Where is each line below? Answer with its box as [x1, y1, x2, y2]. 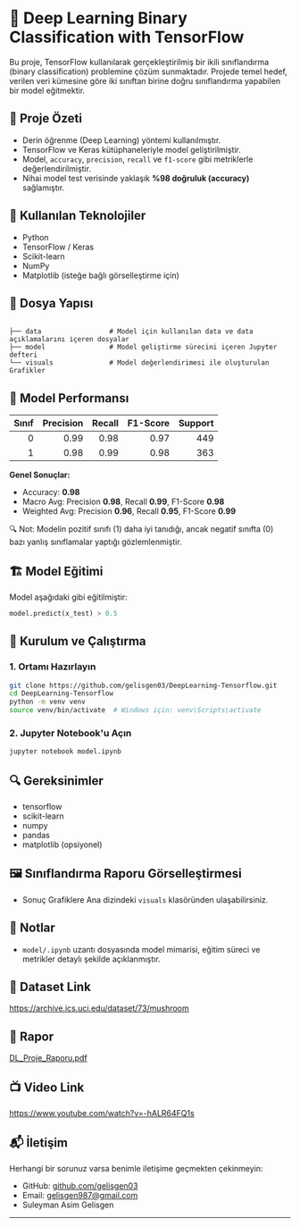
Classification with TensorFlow [9, 27, 245, 47]
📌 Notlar [9, 920, 55, 936]
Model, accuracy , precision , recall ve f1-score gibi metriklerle [21, 154, 254, 164]
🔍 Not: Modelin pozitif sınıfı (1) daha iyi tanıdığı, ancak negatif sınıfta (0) [9, 524, 274, 534]
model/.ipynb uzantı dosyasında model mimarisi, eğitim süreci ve [21, 944, 261, 954]
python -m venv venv [9, 697, 87, 707]
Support [178, 417, 214, 430]
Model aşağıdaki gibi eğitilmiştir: [9, 592, 128, 602]
